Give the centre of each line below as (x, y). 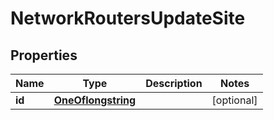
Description (174, 83)
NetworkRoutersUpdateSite (128, 18)
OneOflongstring (95, 100)
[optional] (234, 100)
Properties (44, 55)
